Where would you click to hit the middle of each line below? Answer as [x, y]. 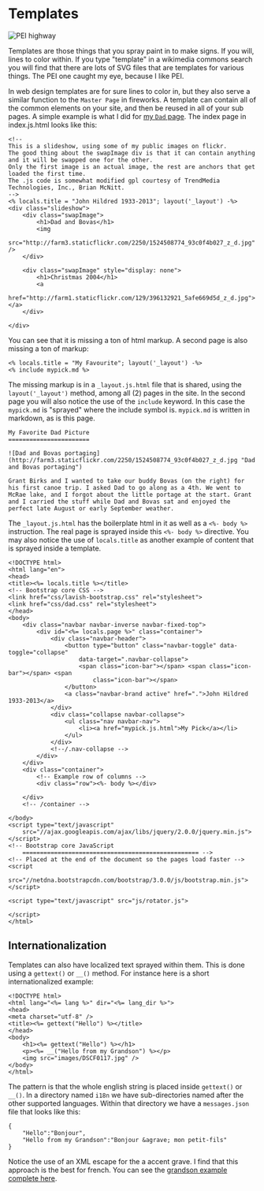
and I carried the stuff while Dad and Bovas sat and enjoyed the [119, 502]
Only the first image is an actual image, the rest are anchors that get [132, 166]
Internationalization [58, 946]
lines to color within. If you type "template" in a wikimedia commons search [130, 59]
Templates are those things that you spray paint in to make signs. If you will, [131, 50]
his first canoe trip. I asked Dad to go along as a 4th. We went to [125, 487]
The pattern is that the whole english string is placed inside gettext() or [125, 1086]
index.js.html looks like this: [53, 125]
